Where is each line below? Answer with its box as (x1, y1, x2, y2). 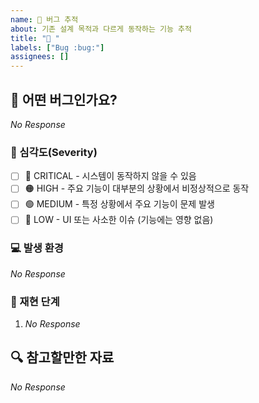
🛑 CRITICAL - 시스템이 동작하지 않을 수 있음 (24, 170, 197, 182)
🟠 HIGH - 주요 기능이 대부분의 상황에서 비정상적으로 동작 (24, 182, 250, 195)
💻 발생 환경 (10, 241, 64, 255)
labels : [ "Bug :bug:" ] (10, 42, 105, 53)
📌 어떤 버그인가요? (10, 91, 118, 108)
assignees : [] (10, 52, 70, 62)
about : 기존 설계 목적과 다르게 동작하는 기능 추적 (10, 24, 192, 34)
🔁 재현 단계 (10, 294, 60, 308)
